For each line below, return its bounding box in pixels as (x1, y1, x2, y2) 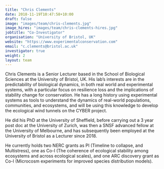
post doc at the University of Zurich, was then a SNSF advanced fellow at (5, 123, 154, 129)
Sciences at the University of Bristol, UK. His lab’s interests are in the (5, 76, 144, 82)
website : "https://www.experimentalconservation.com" (5, 39, 118, 44)
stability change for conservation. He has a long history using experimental (5, 92, 158, 98)
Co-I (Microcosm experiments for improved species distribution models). (5, 158, 153, 164)
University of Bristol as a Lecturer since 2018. (5, 133, 98, 139)
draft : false (5, 16, 32, 21)
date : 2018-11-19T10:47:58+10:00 (5, 12, 74, 17)
